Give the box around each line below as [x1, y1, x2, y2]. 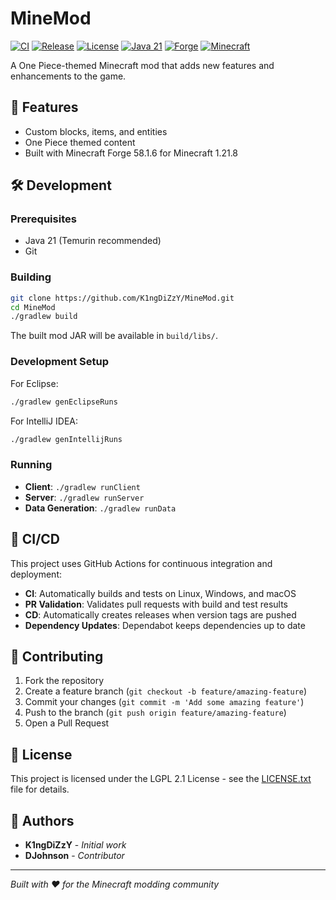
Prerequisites [10, 212, 77, 226]
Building [10, 270, 52, 284]
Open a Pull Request [24, 717, 110, 729]
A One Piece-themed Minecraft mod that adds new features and [10, 59, 275, 71]
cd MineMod [10, 302, 56, 312]
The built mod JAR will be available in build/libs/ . [10, 330, 218, 342]
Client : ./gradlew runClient [24, 480, 141, 492]
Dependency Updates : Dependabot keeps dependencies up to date [24, 619, 306, 631]
